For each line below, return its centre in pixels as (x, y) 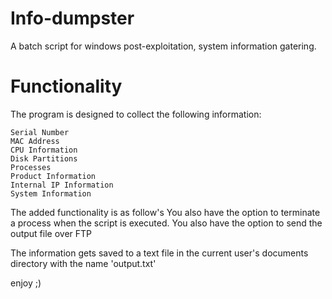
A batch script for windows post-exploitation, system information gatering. (163, 46)
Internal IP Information (62, 185)
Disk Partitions (44, 158)
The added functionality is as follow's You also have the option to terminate (165, 212)
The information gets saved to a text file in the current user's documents (159, 253)
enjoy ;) (26, 283)
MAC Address (35, 141)
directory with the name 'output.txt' (83, 263)
